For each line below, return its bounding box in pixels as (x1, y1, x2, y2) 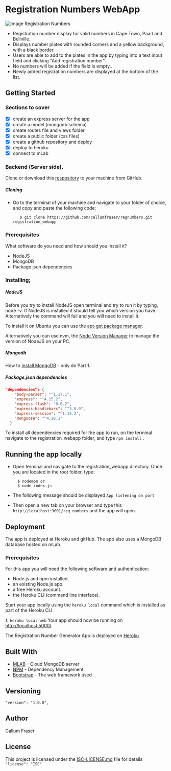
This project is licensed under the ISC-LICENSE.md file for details (5, 756, 143, 762)
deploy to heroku (12, 144, 49, 150)
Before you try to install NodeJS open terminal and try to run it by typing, (5, 302, 158, 308)
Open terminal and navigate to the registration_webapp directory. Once (12, 464, 162, 470)
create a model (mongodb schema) (12, 121, 87, 127)
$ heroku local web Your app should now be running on (5, 617, 123, 623)
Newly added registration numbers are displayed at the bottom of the (12, 68, 158, 75)
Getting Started (5, 88, 56, 98)
